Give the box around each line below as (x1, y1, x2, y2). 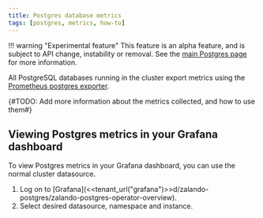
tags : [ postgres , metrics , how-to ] (8, 19, 126, 27)
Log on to (19, 185, 51, 194)
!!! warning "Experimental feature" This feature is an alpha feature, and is (8, 40, 246, 50)
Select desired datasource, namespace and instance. (19, 201, 193, 211)
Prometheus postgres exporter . (8, 81, 110, 91)
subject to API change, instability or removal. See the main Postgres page (8, 49, 247, 58)
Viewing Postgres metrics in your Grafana (8, 127, 219, 141)
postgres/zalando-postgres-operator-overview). (19, 193, 178, 202)
